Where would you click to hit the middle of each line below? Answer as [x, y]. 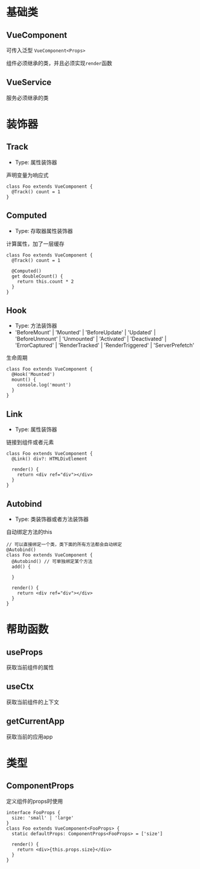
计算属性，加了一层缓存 [35, 244]
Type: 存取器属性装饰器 [44, 231]
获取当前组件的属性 [30, 667]
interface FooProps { [33, 812]
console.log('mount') [44, 385]
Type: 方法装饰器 [36, 326]
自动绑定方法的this [29, 532]
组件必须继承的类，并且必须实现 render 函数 [59, 63]
